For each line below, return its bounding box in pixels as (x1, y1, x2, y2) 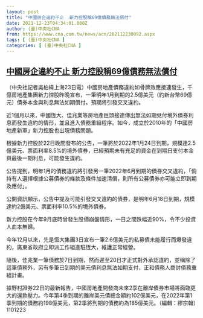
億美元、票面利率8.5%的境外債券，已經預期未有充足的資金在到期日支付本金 (6, 147, 195, 154)
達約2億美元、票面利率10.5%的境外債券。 (6, 203, 110, 210)
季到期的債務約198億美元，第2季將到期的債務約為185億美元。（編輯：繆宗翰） (6, 299, 196, 307)
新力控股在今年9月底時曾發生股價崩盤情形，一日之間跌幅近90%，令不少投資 (6, 215, 196, 223)
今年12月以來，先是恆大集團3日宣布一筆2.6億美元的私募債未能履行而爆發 (6, 236, 187, 243)
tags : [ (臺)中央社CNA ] (6, 37, 65, 43)
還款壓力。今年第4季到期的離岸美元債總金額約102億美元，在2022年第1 (16, 291, 193, 299)
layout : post (6, 8, 39, 15)
